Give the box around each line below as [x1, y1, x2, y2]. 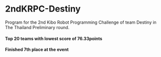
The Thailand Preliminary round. [5, 24, 70, 30]
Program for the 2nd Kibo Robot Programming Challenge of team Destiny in [5, 19, 157, 25]
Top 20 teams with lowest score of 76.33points [5, 35, 102, 42]
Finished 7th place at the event [5, 47, 69, 53]
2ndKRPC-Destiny [5, 3, 81, 14]
